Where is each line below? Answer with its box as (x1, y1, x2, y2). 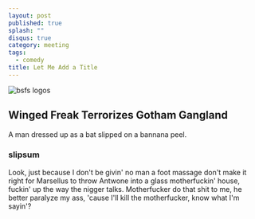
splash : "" (8, 26, 45, 34)
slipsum (8, 149, 40, 160)
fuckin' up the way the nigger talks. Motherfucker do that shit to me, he (8, 184, 242, 194)
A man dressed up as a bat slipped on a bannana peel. (8, 129, 187, 139)
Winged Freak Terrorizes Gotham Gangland (8, 108, 229, 122)
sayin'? (8, 201, 32, 211)
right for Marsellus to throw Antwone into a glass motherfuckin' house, (8, 176, 241, 186)
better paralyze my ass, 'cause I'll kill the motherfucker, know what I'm (8, 193, 240, 202)
